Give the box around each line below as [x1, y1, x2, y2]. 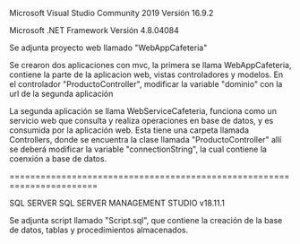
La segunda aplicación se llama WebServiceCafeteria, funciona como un [9, 106, 278, 116]
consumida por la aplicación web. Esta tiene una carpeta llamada [9, 125, 249, 135]
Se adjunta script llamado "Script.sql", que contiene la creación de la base [9, 215, 283, 225]
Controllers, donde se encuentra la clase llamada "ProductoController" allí [9, 135, 282, 144]
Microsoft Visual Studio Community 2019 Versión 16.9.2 [9, 8, 214, 18]
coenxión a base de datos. [9, 153, 107, 164]
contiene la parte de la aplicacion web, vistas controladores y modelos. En [9, 69, 284, 80]
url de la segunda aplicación [9, 89, 114, 99]
